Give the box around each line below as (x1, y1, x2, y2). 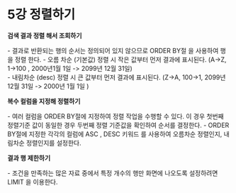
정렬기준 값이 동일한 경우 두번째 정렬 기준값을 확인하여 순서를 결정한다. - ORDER (7, 121, 230, 129)
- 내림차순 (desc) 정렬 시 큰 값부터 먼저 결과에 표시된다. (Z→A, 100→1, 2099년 (7, 72, 226, 82)
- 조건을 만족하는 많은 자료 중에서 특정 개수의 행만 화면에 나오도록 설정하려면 (7, 168, 218, 177)
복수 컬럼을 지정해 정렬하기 (7, 96, 81, 105)
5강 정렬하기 (7, 6, 76, 23)
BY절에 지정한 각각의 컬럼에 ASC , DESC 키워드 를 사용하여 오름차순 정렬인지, (7, 129, 223, 138)
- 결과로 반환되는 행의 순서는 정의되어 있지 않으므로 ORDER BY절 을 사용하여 (7, 46, 219, 55)
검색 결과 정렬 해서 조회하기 (7, 31, 82, 40)
